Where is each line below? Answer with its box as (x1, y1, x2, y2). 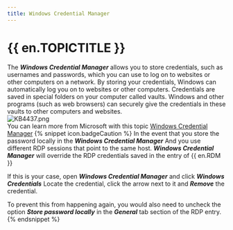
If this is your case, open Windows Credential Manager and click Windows (7, 172, 225, 180)
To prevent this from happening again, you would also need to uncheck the (7, 200, 222, 209)
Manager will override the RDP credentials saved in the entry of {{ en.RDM (7, 151, 221, 159)
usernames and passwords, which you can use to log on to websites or (7, 70, 211, 78)
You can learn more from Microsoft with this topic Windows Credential (7, 122, 208, 130)
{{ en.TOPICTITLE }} (7, 39, 126, 55)
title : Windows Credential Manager (7, 10, 110, 17)
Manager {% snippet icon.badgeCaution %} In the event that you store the (7, 129, 220, 137)
